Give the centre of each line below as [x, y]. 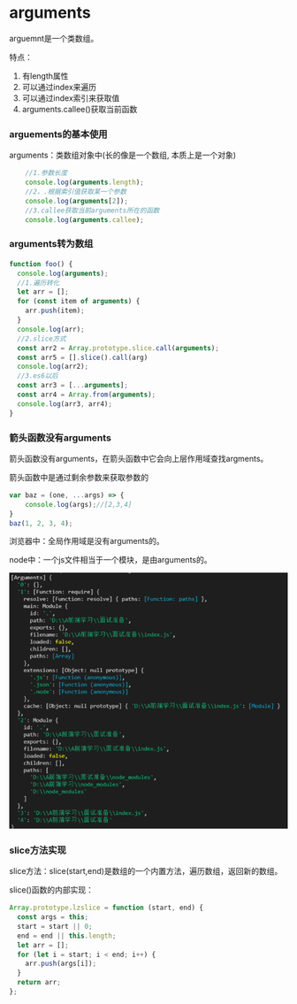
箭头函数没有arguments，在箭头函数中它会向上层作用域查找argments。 [139, 458]
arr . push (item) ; [55, 311]
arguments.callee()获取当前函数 [80, 109]
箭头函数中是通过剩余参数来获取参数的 [79, 477]
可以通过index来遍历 [59, 87]
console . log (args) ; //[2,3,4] [79, 504]
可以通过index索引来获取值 [71, 98]
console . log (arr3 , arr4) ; [65, 404]
